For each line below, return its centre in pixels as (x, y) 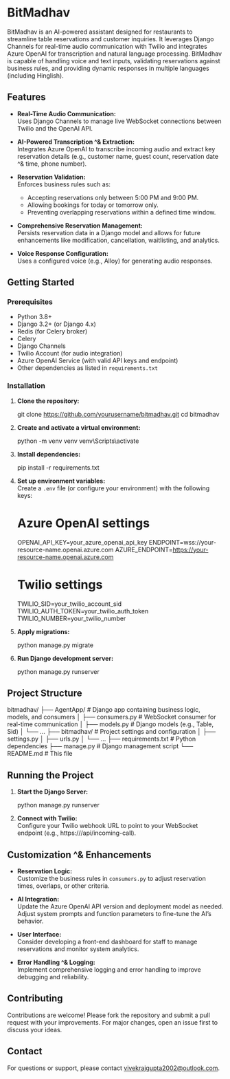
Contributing (35, 999)
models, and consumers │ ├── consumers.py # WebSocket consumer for (112, 717)
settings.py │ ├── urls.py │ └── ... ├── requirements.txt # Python (102, 739)
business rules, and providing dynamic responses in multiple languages (108, 68)
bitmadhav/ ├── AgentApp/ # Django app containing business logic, (104, 710)
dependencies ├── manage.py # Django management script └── (100, 746)
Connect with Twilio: (47, 818)
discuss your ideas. (35, 1029)
